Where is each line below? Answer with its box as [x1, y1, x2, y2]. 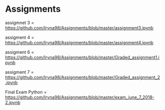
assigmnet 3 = [5, 20, 34, 26]
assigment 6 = [5, 49, 34, 55]
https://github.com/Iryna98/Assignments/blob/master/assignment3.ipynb [5, 25, 154, 30]
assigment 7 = [5, 69, 34, 75]
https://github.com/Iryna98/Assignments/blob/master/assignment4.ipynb [5, 39, 154, 45]
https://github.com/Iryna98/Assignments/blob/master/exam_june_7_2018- [5, 94, 155, 100]
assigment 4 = [5, 34, 34, 40]
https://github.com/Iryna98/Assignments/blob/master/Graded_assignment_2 [5, 74, 160, 80]
